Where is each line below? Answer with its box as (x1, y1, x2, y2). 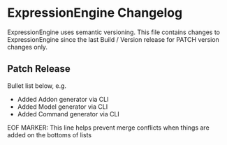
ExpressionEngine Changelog (7, 5, 183, 21)
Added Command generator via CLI (17, 109, 120, 118)
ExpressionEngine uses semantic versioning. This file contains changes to (7, 28, 220, 36)
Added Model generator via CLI (17, 102, 108, 111)
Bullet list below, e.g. (7, 82, 67, 90)
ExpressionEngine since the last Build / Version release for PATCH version (7, 35, 220, 43)
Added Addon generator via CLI (17, 95, 109, 103)
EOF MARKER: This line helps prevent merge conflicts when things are (7, 123, 210, 132)
